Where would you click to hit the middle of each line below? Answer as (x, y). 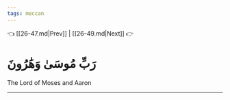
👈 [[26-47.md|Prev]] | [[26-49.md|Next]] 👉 (70, 33)
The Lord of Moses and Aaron (49, 82)
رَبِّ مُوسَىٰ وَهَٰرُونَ (52, 63)
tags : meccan (26, 13)
